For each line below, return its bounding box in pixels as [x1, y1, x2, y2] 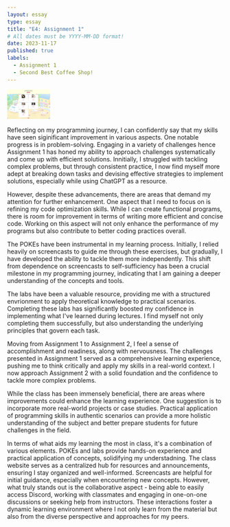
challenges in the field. [7, 426, 71, 434]
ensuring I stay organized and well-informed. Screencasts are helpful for [7, 468, 213, 477]
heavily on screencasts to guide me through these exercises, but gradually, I [7, 247, 223, 256]
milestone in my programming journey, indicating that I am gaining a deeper [7, 269, 221, 278]
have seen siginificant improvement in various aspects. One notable [7, 133, 199, 141]
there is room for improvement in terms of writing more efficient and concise [7, 212, 224, 220]
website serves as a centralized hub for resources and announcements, [7, 461, 210, 469]
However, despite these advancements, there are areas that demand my [7, 190, 211, 199]
